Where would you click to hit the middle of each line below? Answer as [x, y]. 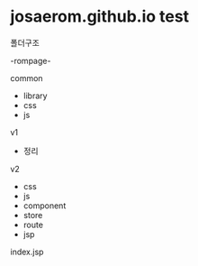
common [27, 78]
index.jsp [27, 252]
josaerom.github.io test [100, 17]
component [45, 206]
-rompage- [31, 60]
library [35, 96]
